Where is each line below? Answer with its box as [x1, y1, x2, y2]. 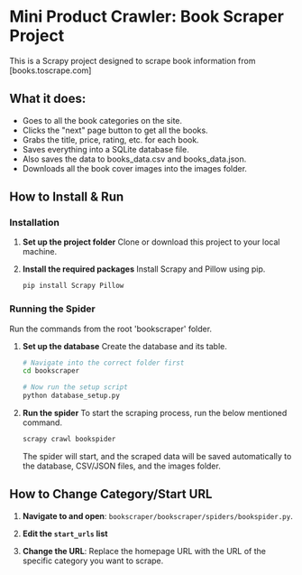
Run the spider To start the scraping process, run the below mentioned [22, 408, 288, 419]
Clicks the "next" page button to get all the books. [22, 125, 209, 135]
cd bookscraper [22, 366, 80, 376]
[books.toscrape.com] [9, 65, 92, 76]
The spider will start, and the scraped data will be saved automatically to [22, 450, 292, 461]
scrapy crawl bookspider [22, 435, 116, 444]
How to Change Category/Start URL [9, 487, 213, 502]
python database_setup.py [22, 391, 120, 401]
